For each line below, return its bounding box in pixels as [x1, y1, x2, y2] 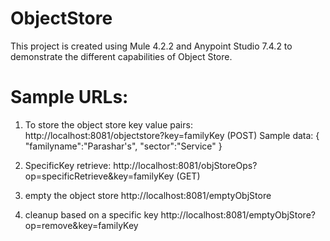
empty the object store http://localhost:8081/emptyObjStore [24, 189, 272, 201]
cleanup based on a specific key [24, 208, 159, 221]
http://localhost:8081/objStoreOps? [113, 159, 258, 171]
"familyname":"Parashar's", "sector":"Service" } [24, 140, 223, 152]
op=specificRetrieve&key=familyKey [24, 170, 175, 182]
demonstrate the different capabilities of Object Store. [10, 50, 233, 62]
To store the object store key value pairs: [24, 118, 193, 131]
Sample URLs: [10, 86, 129, 109]
